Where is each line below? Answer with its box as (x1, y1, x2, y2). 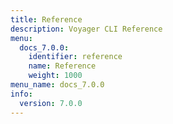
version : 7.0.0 (19, 98, 83, 108)
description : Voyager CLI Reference (10, 24, 163, 34)
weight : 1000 (28, 71, 83, 81)
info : (10, 89, 33, 99)
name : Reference (28, 61, 97, 71)
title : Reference (10, 14, 83, 25)
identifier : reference (28, 52, 123, 62)
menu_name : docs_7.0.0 (10, 80, 105, 90)
